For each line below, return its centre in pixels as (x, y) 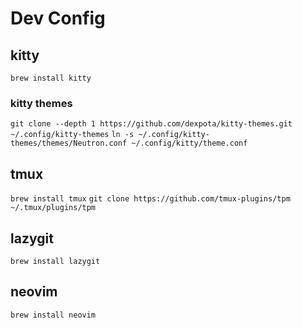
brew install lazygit (55, 261)
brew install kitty (51, 78)
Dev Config (58, 18)
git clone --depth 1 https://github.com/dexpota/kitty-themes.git (151, 124)
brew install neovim (53, 315)
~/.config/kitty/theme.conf (189, 143)
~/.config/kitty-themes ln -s (72, 135)
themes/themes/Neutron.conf (69, 143)
